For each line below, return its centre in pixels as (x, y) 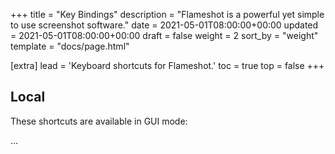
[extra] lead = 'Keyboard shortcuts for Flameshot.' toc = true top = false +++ (167, 65)
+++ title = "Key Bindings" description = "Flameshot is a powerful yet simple (167, 14)
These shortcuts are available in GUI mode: (99, 121)
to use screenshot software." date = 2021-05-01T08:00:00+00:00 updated (164, 25)
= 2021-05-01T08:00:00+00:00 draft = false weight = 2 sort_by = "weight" (164, 35)
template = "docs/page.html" (70, 46)
